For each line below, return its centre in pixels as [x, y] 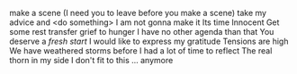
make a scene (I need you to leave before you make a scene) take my [138, 13]
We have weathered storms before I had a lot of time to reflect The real [141, 51]
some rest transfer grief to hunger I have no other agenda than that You [142, 32]
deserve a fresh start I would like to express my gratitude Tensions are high [149, 41]
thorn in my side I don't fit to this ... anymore [91, 60]
